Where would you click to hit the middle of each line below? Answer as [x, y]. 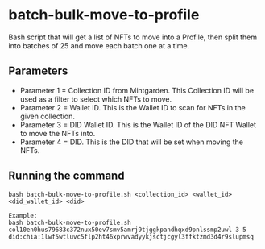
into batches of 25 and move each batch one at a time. [99, 45]
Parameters [38, 71]
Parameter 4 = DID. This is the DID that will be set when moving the [132, 142]
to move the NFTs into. [58, 133]
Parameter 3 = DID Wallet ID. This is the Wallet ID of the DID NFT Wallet [138, 124]
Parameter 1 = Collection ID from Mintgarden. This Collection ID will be [137, 90]
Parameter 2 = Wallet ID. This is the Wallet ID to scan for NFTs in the [132, 107]
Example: [23, 215]
